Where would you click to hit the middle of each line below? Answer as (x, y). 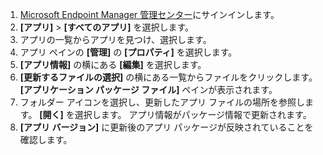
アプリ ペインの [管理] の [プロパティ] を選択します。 (128, 52)
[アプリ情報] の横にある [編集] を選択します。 (113, 64)
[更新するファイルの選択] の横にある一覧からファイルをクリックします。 (168, 77)
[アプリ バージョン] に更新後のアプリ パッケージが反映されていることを (166, 127)
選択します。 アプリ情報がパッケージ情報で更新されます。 (193, 114)
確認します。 (46, 139)
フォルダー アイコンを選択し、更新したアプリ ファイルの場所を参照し (162, 102)
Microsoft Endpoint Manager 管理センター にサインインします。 (149, 14)
